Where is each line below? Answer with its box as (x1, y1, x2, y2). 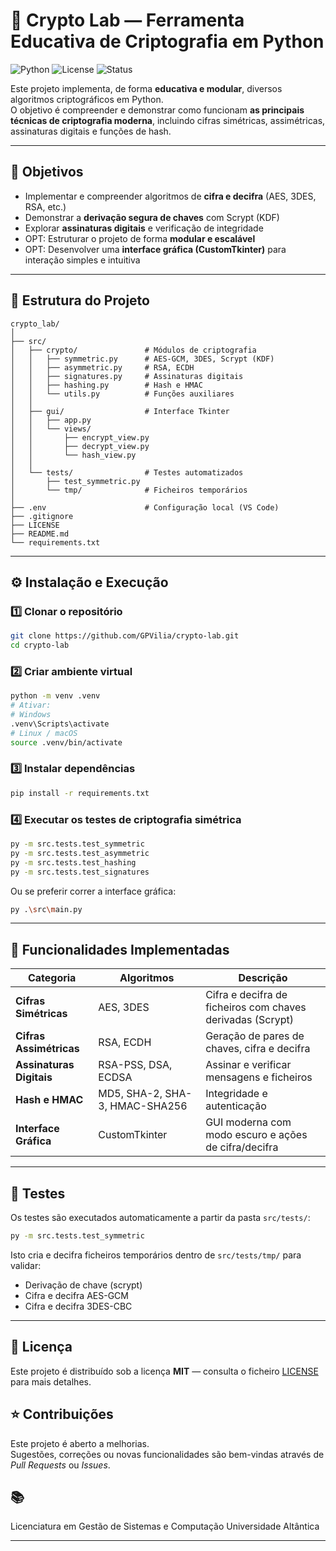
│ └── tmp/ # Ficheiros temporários (10, 485, 248, 495)
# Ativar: (10, 700, 52, 711)
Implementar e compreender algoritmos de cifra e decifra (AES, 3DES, (24, 190, 317, 202)
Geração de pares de (205, 1029, 305, 1043)
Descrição (238, 971, 288, 985)
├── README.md (10, 529, 70, 539)
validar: (10, 1259, 42, 1271)
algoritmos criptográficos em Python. (10, 93, 164, 105)
